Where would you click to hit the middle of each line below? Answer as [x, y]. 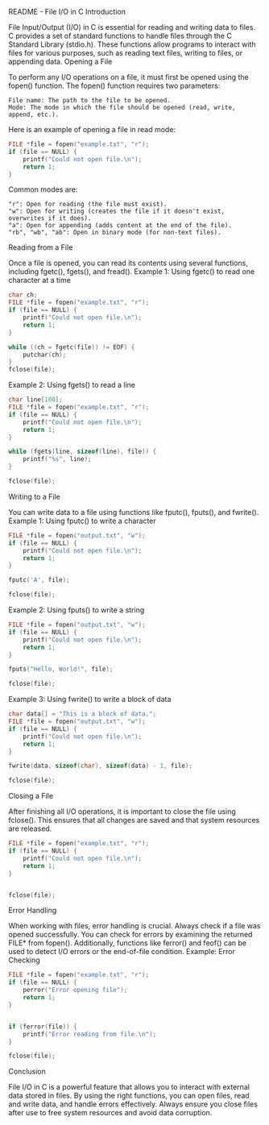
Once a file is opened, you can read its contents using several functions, [128, 263]
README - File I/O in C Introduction [67, 12]
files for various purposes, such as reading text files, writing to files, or [126, 53]
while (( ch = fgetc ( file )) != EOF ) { [72, 347]
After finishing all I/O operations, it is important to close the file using [122, 812]
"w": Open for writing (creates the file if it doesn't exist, [117, 212]
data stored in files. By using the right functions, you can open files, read [129, 1096]
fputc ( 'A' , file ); [39, 580]
